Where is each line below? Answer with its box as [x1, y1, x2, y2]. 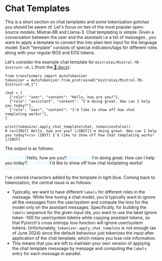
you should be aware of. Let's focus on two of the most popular [5, 24, 132, 29]
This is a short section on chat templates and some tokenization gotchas [5, 19, 149, 25]
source [5, 29, 19, 35]
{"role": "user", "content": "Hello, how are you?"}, [9, 95, 120, 100]
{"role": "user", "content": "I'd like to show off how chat [9, 107, 135, 112]
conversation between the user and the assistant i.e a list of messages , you [5, 34, 156, 40]
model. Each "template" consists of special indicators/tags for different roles [5, 44, 157, 50]
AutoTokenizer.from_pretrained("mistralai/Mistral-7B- [30, 78, 144, 83]
